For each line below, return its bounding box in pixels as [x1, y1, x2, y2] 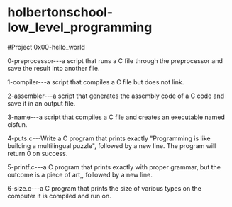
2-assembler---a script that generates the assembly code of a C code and [7, 91, 225, 100]
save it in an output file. [7, 99, 76, 107]
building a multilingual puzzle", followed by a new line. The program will [7, 141, 216, 150]
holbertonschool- [7, 4, 114, 21]
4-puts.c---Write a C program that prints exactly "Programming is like [7, 134, 211, 142]
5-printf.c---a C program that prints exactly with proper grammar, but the [7, 162, 221, 171]
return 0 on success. [7, 149, 68, 157]
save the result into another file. [7, 64, 101, 72]
